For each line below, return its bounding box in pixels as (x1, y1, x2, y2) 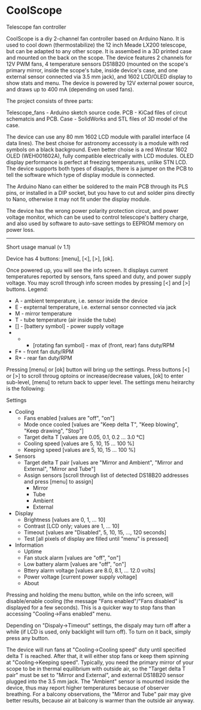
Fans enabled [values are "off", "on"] (23, 414, 115, 421)
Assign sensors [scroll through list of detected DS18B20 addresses (23, 472, 189, 479)
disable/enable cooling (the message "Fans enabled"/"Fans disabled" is (6, 597, 184, 604)
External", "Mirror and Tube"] (23, 465, 96, 472)
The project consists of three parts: (6, 97, 93, 105)
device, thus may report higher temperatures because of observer (6, 684, 169, 691)
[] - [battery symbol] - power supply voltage (14, 322, 124, 329)
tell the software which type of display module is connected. (6, 171, 156, 178)
